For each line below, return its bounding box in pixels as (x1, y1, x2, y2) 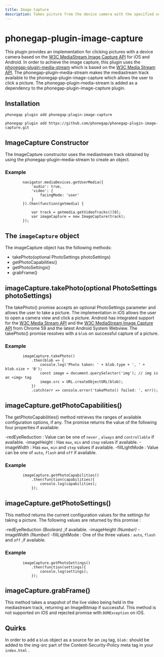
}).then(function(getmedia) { (22, 201, 84, 206)
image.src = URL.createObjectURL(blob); (40, 379, 123, 384)
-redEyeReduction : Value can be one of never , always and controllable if (5, 434, 155, 440)
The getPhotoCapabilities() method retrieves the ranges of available (5, 414, 142, 420)
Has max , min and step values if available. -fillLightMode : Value (32, 444, 159, 450)
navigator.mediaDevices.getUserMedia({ (22, 180, 104, 185)
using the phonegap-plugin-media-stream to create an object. (5, 157, 130, 163)
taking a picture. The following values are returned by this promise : (5, 517, 141, 523)
